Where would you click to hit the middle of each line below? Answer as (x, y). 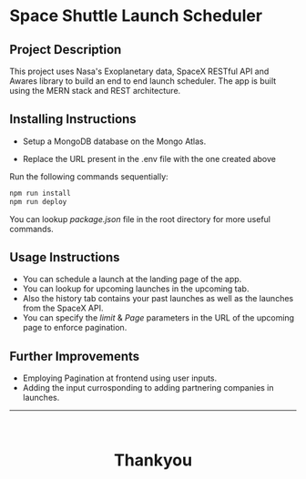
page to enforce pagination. (75, 328)
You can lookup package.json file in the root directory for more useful (140, 219)
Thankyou (153, 460)
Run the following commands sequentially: (89, 176)
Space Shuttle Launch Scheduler (136, 16)
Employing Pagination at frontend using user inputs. (120, 378)
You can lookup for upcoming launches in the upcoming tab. (136, 289)
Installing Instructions (73, 119)
